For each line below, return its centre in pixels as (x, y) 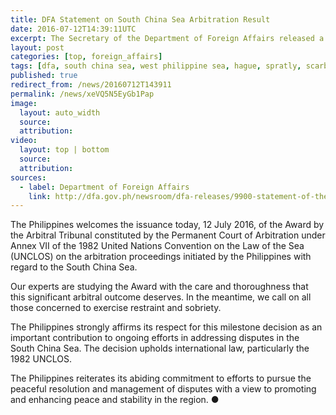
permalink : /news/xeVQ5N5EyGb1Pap (82, 94)
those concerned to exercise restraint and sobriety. (116, 308)
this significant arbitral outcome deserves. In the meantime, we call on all (161, 297)
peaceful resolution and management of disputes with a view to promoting (163, 389)
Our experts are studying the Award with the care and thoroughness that (159, 287)
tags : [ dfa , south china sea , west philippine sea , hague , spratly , (156, 66)
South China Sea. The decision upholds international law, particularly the (160, 348)
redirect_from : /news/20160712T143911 (91, 85)
